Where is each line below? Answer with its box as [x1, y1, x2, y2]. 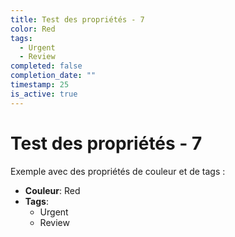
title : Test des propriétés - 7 [10, 14, 145, 25]
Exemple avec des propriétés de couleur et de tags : [10, 165, 226, 177]
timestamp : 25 [10, 80, 70, 90]
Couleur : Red [24, 184, 81, 196]
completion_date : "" [10, 71, 97, 81]
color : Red [10, 24, 56, 34]
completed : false [10, 61, 83, 71]
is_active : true [10, 89, 78, 99]
